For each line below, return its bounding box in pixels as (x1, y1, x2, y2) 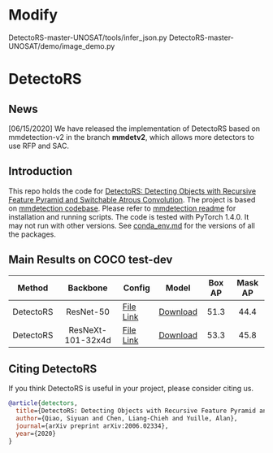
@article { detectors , (8, 399, 79, 407)
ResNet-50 (66, 306, 110, 317)
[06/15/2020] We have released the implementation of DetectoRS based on (8, 124, 261, 133)
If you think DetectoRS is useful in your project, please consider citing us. (8, 384, 254, 394)
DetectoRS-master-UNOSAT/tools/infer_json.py (8, 33, 168, 42)
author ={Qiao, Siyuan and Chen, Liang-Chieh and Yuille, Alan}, (15, 415, 238, 423)
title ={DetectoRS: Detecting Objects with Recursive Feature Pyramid (15, 407, 256, 416)
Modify (8, 6, 58, 24)
